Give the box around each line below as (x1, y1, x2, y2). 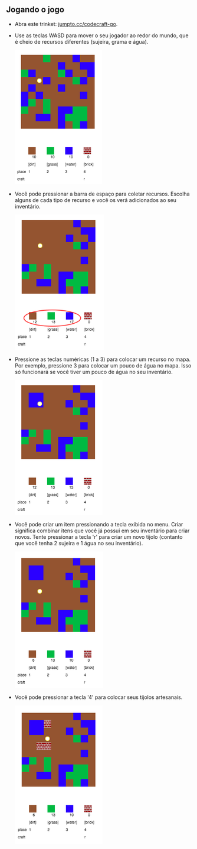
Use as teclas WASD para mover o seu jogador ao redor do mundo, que (14, 32, 189, 39)
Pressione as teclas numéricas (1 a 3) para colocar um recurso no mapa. (14, 356, 191, 363)
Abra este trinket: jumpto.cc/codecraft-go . (14, 20, 118, 27)
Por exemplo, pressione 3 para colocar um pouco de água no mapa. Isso (14, 362, 192, 369)
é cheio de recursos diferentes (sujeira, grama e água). (14, 38, 149, 45)
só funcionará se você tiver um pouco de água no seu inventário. (14, 368, 173, 375)
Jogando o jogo (6, 5, 65, 15)
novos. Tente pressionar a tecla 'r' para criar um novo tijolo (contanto (14, 533, 183, 540)
